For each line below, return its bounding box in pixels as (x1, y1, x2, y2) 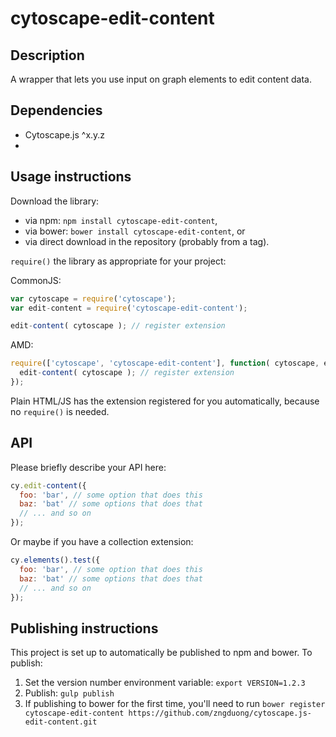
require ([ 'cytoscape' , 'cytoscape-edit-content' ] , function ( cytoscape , (10, 358, 320, 369)
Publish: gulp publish (24, 687, 115, 699)
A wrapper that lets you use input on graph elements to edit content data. (10, 73, 313, 85)
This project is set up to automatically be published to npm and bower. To (10, 647, 313, 659)
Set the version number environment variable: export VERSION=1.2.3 (24, 677, 306, 689)
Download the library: (10, 195, 100, 207)
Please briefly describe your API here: (10, 461, 167, 473)
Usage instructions (10, 168, 132, 186)
